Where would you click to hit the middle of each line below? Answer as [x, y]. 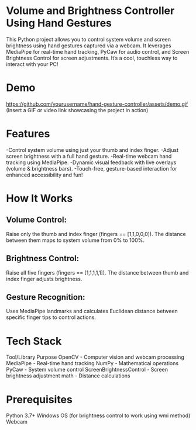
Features [28, 134]
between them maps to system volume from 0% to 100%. [75, 240]
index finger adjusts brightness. [44, 279]
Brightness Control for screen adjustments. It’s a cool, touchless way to [92, 58]
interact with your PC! [32, 64]
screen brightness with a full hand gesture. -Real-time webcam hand [89, 156]
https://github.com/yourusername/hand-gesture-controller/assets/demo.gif [97, 104]
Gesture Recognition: [46, 297]
